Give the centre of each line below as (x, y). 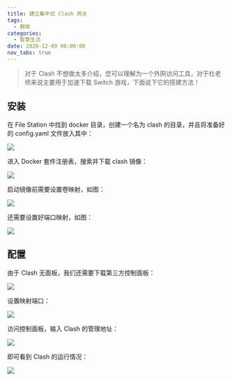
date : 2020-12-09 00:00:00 (46, 46)
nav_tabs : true (29, 53)
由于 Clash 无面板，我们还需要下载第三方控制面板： (81, 273)
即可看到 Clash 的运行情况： (48, 357)
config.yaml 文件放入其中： (54, 133)
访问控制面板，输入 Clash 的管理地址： (63, 329)
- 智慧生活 (27, 40)
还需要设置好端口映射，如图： (50, 217)
